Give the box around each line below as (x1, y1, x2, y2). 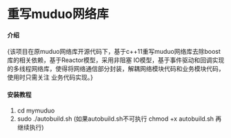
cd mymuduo (17, 106, 55, 115)
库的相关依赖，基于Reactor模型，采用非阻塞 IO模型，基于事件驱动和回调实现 (7, 56, 225, 64)
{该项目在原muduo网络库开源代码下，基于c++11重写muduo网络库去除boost (7, 48, 221, 56)
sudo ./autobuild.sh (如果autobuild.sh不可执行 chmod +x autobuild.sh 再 (17, 115, 222, 123)
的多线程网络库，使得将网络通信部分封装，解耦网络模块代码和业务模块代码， (7, 65, 225, 73)
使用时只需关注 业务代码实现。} (7, 73, 93, 81)
